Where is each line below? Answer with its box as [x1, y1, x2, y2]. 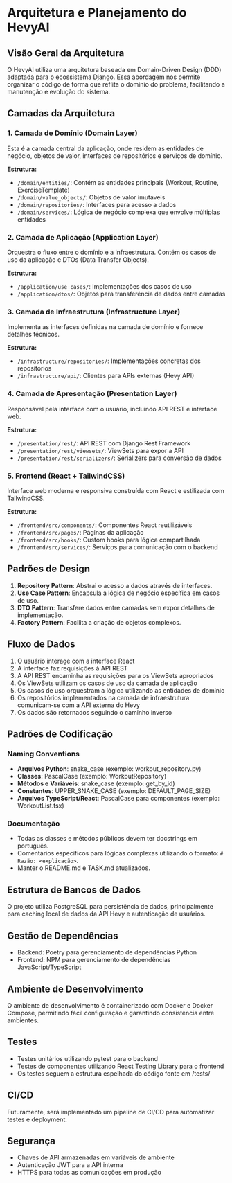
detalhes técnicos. [7, 330, 60, 339]
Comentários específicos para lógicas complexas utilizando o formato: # [17, 849, 224, 857]
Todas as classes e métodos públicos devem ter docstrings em [17, 835, 197, 843]
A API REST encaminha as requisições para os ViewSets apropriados [17, 671, 214, 679]
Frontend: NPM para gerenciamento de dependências [17, 956, 171, 964]
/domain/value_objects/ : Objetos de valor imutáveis [17, 193, 166, 202]
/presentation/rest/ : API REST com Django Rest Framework [17, 438, 191, 447]
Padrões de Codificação [7, 728, 113, 740]
